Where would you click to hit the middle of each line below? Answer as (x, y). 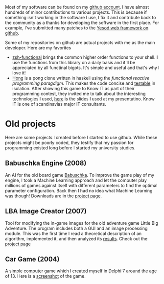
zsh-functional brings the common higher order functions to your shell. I (85, 57)
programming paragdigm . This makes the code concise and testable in (84, 83)
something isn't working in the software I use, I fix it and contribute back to (81, 17)
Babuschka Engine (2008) (46, 163)
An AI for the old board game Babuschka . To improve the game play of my (80, 175)
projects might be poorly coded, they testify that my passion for (69, 142)
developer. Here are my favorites (38, 48)
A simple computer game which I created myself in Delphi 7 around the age (81, 271)
